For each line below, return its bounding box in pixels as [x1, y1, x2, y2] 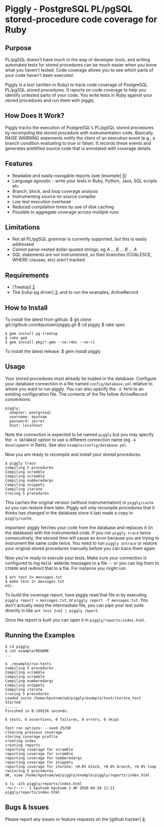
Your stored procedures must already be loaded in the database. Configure [5, 376, 157, 381]
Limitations [5, 223, 40, 232]
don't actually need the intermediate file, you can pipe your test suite [5, 602, 144, 608]
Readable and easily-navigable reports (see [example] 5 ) [12, 172, 127, 178]
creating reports [5, 743, 41, 748]
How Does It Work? [5, 112, 65, 120]
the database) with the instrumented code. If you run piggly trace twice [5, 530, 151, 536]
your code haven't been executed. [5, 72, 74, 78]
